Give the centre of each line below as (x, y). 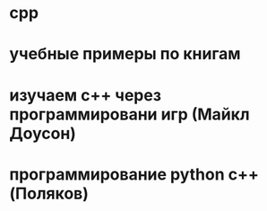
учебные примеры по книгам (125, 54)
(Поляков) (49, 193)
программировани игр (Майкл (129, 114)
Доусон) (43, 133)
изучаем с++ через (85, 95)
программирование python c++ (134, 174)
